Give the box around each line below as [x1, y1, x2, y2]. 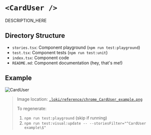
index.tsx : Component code [12, 55, 69, 60]
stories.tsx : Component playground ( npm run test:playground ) [12, 45, 140, 50]
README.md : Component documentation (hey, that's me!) [12, 60, 123, 66]
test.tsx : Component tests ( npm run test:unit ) [12, 49, 108, 55]
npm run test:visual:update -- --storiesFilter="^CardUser [24, 121, 147, 126]
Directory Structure [5, 31, 66, 40]
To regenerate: [17, 105, 47, 111]
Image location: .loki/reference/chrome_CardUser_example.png [17, 96, 143, 102]
